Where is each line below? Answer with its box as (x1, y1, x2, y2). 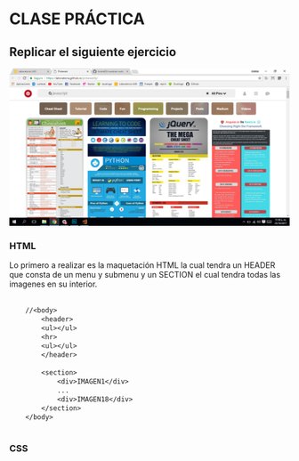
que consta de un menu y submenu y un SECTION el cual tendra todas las (9, 270, 281, 280)
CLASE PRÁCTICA (9, 9, 145, 29)
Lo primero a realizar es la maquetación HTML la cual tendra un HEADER (9, 260, 276, 271)
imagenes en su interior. (9, 279, 98, 289)
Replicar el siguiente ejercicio (9, 44, 176, 60)
